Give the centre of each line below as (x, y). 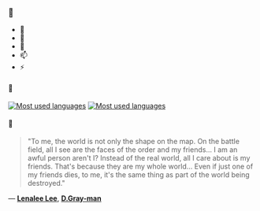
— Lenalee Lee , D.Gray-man (55, 198)
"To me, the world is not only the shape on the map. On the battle (134, 141)
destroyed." (46, 183)
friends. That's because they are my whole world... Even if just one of (140, 166)
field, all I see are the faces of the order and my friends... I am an (132, 150)
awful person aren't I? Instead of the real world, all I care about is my (139, 157)
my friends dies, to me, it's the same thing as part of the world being (138, 174)
